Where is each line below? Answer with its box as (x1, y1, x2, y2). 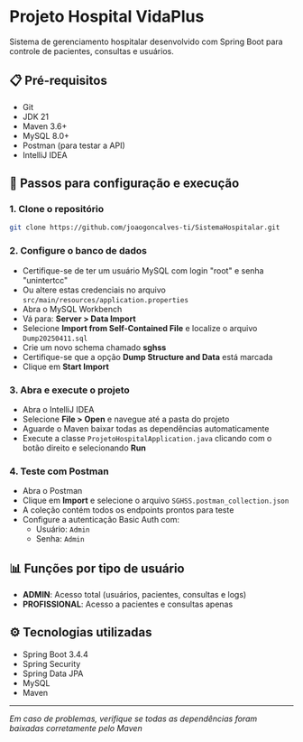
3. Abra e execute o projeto (9, 384, 131, 396)
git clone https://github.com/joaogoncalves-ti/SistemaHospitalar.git (9, 223, 280, 232)
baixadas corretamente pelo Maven (9, 722, 142, 733)
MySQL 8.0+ (22, 130, 70, 141)
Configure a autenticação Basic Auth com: (22, 515, 180, 525)
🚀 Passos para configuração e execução (9, 176, 240, 191)
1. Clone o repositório (9, 203, 105, 216)
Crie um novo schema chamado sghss (22, 341, 167, 353)
